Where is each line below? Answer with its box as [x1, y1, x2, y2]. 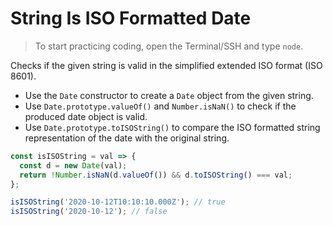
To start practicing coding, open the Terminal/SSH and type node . [34, 40, 304, 52]
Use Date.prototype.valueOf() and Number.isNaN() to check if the [24, 100, 297, 112]
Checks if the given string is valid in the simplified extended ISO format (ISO [10, 59, 323, 71]
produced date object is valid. [24, 110, 148, 122]
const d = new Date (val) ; [19, 160, 128, 171]
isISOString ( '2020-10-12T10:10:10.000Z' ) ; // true [10, 197, 226, 207]
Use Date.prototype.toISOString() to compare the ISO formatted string [24, 121, 321, 133]
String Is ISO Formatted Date [10, 7, 252, 30]
